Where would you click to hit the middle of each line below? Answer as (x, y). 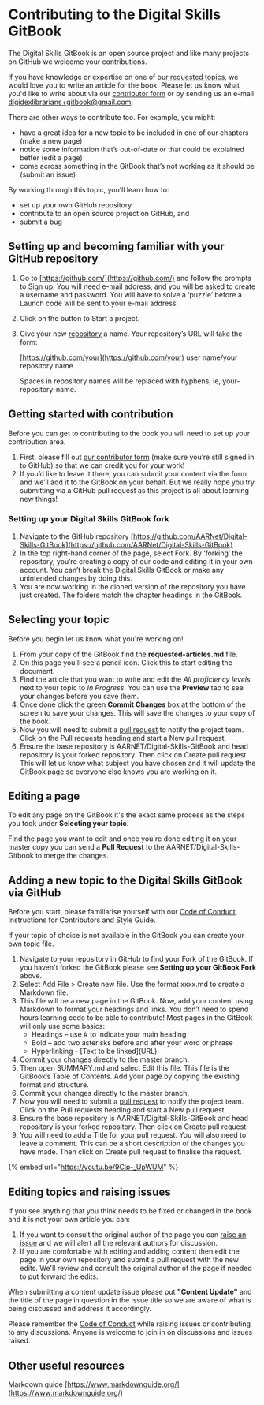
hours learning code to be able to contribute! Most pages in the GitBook (136, 1018)
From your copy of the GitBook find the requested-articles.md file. (128, 654)
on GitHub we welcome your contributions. (78, 62)
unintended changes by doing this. (76, 578)
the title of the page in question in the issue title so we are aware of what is (130, 1300)
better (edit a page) (51, 157)
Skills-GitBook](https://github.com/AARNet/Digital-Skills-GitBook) (126, 544)
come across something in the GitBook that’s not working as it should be (137, 166)
